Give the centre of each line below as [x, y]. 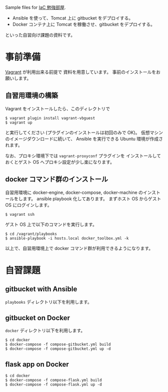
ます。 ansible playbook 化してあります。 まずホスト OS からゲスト [92, 199]
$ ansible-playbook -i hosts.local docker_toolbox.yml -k [67, 238]
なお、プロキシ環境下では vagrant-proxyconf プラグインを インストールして [83, 156]
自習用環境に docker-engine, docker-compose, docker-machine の [74, 192]
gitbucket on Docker [38, 318]
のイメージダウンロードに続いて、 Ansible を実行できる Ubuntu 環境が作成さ [84, 139]
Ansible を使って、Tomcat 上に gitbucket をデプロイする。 [73, 18]
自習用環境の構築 [32, 96]
